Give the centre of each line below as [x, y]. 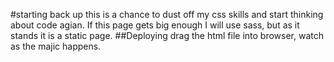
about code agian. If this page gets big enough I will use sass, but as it [155, 25]
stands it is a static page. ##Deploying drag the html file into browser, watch [167, 35]
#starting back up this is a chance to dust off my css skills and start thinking [167, 14]
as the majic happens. [56, 46]
